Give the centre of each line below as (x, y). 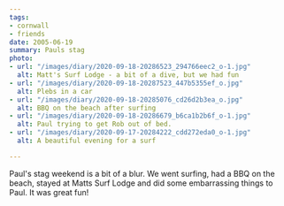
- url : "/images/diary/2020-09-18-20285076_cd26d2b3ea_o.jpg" (126, 99)
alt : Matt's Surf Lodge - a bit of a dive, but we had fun (128, 75)
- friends (27, 34)
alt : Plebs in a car (55, 91)
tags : (19, 17)
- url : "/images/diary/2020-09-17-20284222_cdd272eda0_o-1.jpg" (130, 133)
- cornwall (29, 26)
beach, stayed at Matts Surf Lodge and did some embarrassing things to (141, 183)
